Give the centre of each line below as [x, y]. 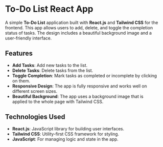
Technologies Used [35, 117]
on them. [21, 81]
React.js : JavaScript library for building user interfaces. [68, 128]
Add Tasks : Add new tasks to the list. [50, 65]
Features [19, 53]
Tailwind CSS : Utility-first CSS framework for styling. [66, 134]
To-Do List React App [49, 9]
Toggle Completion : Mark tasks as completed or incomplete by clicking [84, 75]
